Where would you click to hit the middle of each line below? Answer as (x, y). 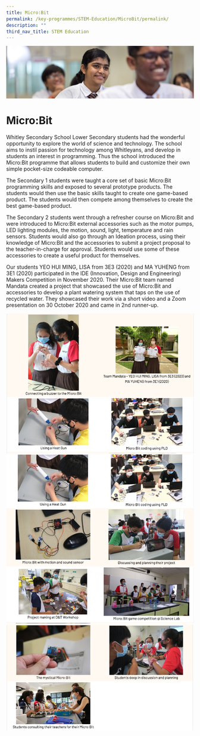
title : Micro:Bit (28, 13)
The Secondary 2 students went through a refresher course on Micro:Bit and (100, 217)
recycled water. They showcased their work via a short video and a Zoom (96, 298)
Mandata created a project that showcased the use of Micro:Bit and (89, 286)
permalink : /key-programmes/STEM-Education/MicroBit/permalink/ (87, 19)
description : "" (26, 25)
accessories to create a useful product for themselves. (73, 255)
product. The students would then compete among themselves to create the (100, 199)
